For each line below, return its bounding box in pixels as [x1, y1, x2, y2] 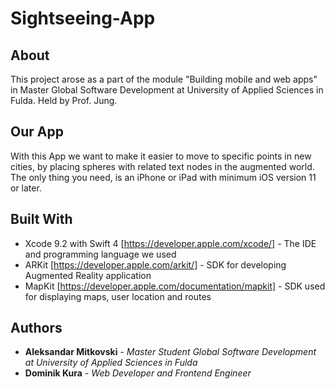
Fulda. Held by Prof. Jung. [10, 95, 118, 106]
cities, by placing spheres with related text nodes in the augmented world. [10, 160, 315, 172]
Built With [10, 211, 73, 228]
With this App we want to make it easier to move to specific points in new [10, 150, 312, 162]
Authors [10, 320, 63, 337]
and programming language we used [24, 248, 177, 260]
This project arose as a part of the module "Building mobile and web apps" [10, 73, 318, 85]
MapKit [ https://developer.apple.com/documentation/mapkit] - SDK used [24, 280, 326, 292]
